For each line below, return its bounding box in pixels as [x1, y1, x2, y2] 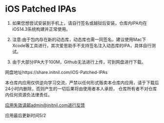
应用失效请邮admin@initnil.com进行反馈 [5, 102, 85, 108]
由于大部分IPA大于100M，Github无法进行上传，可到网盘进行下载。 [12, 59, 146, 65]
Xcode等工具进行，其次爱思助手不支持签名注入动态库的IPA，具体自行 [12, 42, 152, 48]
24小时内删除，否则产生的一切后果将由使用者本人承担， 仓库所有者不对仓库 [5, 86, 157, 91]
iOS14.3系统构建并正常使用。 [12, 26, 71, 32]
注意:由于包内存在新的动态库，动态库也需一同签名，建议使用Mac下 [12, 36, 146, 42]
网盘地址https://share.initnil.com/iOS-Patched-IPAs [5, 69, 108, 75]
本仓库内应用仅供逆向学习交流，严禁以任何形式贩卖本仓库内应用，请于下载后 [5, 79, 159, 86]
